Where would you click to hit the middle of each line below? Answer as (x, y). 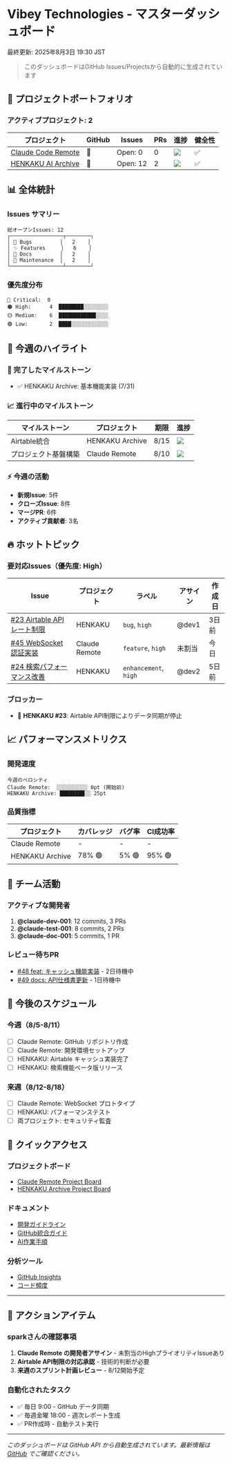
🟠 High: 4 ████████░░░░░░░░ (58, 307)
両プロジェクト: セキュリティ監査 (64, 1121)
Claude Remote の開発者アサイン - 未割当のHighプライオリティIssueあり (121, 1353)
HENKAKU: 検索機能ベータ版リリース (70, 1067)
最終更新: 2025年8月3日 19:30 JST (56, 52)
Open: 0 (129, 152)
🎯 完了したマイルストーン (49, 370)
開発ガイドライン (41, 1224)
